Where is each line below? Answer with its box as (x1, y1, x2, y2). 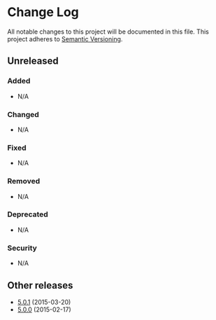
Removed (7, 176, 41, 186)
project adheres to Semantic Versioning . (7, 34, 123, 43)
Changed (7, 109, 40, 119)
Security (7, 243, 37, 253)
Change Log (7, 4, 79, 20)
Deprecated (7, 209, 49, 219)
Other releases (7, 279, 73, 291)
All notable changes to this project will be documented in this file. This (7, 27, 210, 36)
